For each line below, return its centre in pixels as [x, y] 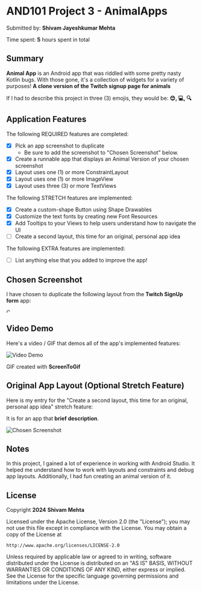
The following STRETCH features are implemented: [69, 198]
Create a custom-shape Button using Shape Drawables [83, 209]
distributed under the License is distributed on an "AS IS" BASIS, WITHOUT [99, 563]
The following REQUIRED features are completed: [68, 134]
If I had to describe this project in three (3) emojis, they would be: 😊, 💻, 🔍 [99, 98]
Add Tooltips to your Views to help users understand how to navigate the [106, 223]
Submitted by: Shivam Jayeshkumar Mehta [61, 28]
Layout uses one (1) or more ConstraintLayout [71, 172]
